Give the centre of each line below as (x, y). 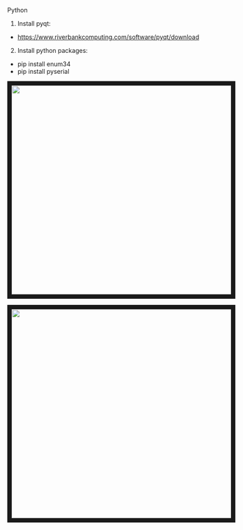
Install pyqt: (34, 23)
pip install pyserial (43, 71)
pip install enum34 (44, 64)
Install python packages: (53, 50)
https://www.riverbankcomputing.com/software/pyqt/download (108, 37)
